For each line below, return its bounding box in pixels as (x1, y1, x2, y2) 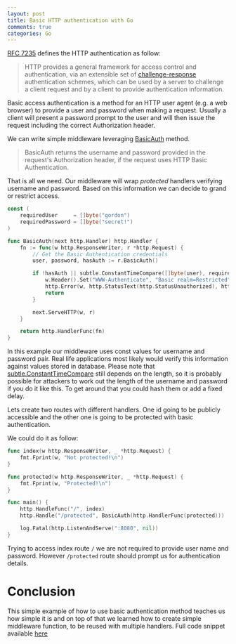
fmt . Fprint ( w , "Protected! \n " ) (20, 480, 112, 487)
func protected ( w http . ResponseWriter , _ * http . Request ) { (7, 473, 184, 480)
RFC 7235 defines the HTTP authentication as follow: (7, 49, 161, 58)
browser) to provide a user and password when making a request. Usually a (7, 106, 227, 114)
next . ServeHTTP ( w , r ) (32, 308, 96, 316)
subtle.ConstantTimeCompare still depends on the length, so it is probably (7, 369, 222, 378)
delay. (7, 392, 25, 400)
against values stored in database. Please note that (7, 362, 155, 371)
